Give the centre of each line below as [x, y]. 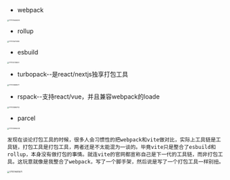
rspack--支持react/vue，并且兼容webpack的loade [88, 97]
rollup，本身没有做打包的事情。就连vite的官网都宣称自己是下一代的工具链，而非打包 [113, 154]
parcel [26, 118]
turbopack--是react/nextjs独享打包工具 [73, 74]
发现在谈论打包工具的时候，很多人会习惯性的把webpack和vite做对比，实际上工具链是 [112, 140]
